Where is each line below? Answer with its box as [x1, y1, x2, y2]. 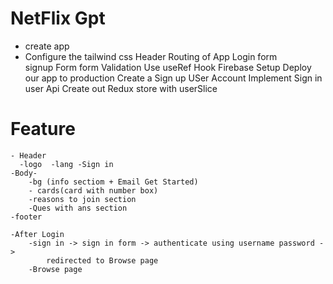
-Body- [10, 168, 38, 178]
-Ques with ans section [28, 203, 128, 213]
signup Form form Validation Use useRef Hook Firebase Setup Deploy [24, 61, 312, 73]
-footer [10, 212, 43, 222]
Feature [10, 118, 76, 141]
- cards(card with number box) [28, 185, 159, 196]
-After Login [10, 229, 65, 239]
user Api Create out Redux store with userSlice [24, 82, 218, 94]
